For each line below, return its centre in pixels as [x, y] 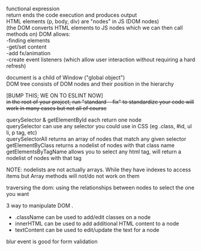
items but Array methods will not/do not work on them [73, 176]
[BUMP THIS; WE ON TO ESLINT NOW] [55, 96]
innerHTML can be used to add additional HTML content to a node [97, 223]
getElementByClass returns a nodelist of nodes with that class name [91, 145]
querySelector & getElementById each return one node [74, 120]
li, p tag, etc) [22, 132]
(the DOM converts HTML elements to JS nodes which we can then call [94, 28]
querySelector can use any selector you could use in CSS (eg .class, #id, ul [99, 126]
